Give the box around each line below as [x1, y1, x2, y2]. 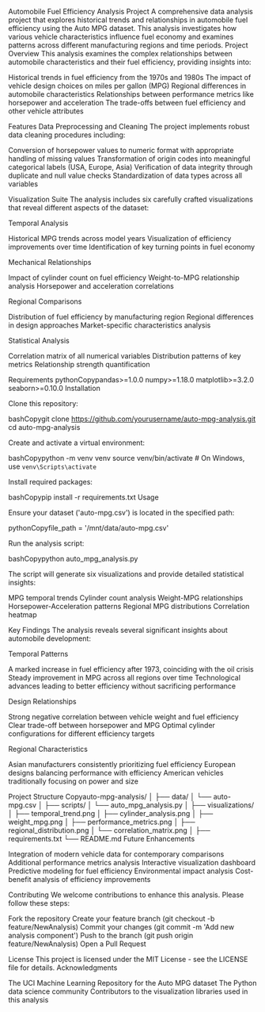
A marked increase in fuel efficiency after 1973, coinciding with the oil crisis [8, 665, 255, 673]
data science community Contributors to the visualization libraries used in [8, 987, 248, 996]
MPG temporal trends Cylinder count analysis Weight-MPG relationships [8, 593, 244, 602]
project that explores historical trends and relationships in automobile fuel [8, 15, 248, 25]
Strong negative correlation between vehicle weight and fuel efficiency [8, 712, 239, 721]
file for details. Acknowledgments [8, 963, 118, 972]
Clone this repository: [8, 399, 79, 408]
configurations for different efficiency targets [8, 729, 155, 738]
